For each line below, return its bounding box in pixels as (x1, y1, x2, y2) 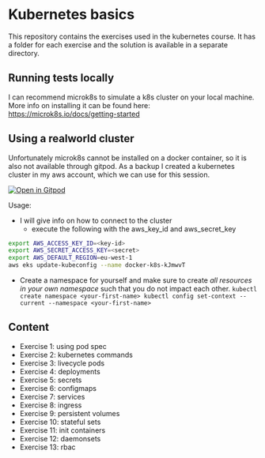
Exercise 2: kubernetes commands (19, 350, 133, 359)
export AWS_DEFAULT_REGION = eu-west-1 (8, 254, 133, 262)
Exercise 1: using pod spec (19, 341, 107, 351)
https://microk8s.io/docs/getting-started (8, 109, 140, 118)
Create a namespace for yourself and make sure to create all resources (19, 276, 252, 285)
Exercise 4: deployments (19, 366, 100, 376)
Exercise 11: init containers (19, 425, 106, 435)
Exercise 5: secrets (19, 375, 82, 385)
